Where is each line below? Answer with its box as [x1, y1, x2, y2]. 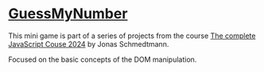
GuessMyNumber [8, 5, 128, 23]
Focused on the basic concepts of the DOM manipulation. [8, 55, 197, 64]
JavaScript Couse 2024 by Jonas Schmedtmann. [8, 39, 169, 48]
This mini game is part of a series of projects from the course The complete [8, 31, 256, 40]
